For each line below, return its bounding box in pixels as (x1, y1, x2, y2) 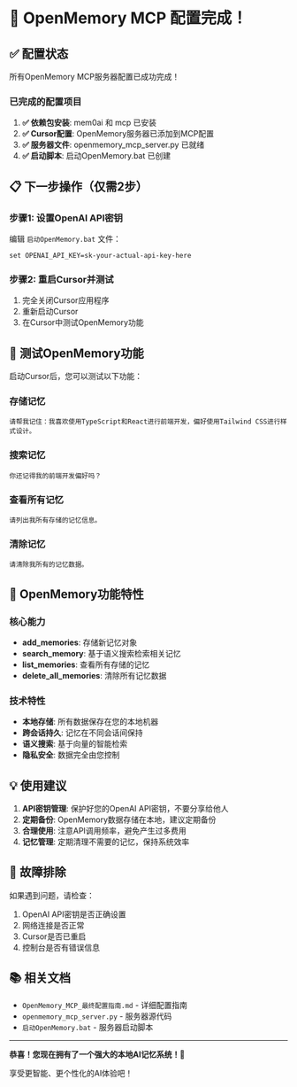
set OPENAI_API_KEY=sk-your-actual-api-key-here (9, 251, 192, 260)
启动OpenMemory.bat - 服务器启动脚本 (21, 1021, 154, 1032)
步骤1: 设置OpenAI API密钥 (9, 212, 124, 224)
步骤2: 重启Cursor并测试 (9, 273, 114, 285)
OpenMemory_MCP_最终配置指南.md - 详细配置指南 (21, 999, 188, 1010)
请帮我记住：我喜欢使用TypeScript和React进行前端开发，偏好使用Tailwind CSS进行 (9, 417, 281, 426)
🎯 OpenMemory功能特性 (9, 586, 144, 602)
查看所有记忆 (9, 493, 65, 506)
